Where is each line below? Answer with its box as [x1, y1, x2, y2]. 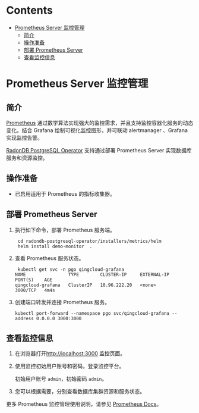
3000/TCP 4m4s [14, 287, 55, 293]
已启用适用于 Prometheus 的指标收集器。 [14, 190, 116, 197]
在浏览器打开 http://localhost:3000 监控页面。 [14, 350, 126, 357]
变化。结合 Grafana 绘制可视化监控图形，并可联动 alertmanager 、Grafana [6, 126, 188, 134]
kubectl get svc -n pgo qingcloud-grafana [17, 266, 125, 273]
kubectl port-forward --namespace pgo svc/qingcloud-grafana [14, 310, 170, 316]
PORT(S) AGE [14, 277, 53, 283]
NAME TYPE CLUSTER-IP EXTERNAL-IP [14, 271, 170, 277]
